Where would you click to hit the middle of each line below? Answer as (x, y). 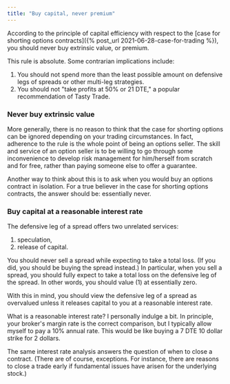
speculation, (35, 240)
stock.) (17, 374)
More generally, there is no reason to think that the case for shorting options (115, 129)
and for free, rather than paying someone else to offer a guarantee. (102, 165)
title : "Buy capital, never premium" (61, 13)
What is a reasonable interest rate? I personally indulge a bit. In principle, (110, 317)
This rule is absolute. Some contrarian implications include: (91, 61)
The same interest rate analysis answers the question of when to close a (110, 352)
